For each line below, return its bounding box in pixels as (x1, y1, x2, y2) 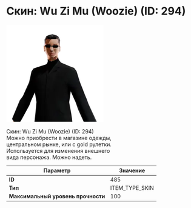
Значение (119, 167, 146, 174)
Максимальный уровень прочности (8, 193, 106, 200)
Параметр (43, 167, 71, 174)
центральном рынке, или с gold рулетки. (6, 141, 112, 148)
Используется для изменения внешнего (6, 147, 110, 154)
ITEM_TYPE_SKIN (110, 184, 155, 192)
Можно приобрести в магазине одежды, (6, 134, 112, 141)
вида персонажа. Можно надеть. (6, 153, 92, 161)
